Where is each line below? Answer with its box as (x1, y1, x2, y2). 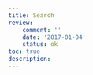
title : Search (8, 11, 55, 20)
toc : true (8, 48, 41, 55)
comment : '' (22, 26, 61, 34)
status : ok (22, 41, 58, 48)
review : (8, 19, 34, 27)
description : (8, 55, 51, 63)
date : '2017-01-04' (22, 33, 87, 41)
